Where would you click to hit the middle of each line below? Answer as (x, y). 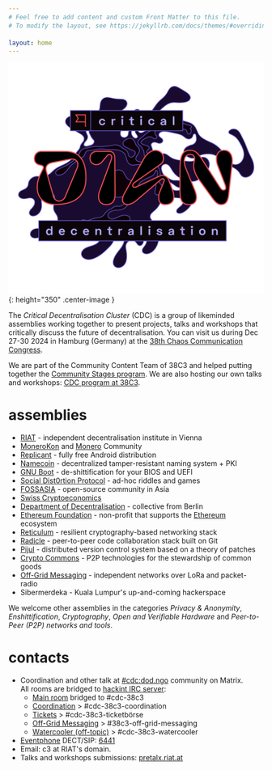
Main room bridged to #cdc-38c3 (88, 697)
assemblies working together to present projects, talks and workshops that (133, 324)
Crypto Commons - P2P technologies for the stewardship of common (136, 557)
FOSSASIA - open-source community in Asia (95, 489)
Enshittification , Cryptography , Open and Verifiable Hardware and (119, 616)
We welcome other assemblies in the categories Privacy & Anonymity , (125, 607)
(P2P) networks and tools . (69, 625)
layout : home (30, 43)
